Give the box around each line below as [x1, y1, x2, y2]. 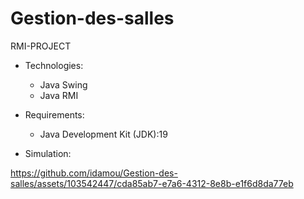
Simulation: [24, 147, 72, 159]
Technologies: [24, 59, 84, 71]
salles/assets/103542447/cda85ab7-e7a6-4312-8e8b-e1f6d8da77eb [10, 177, 294, 189]
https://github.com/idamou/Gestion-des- [10, 167, 178, 179]
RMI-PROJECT [10, 40, 72, 52]
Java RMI [39, 89, 79, 101]
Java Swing [39, 78, 88, 91]
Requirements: [24, 108, 85, 121]
